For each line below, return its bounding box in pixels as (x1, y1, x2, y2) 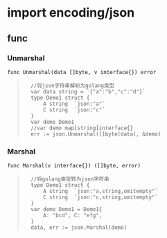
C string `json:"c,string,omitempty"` (42, 194, 158, 201)
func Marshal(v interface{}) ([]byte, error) (7, 163, 141, 170)
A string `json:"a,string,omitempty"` (42, 188, 158, 195)
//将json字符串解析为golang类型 (30, 82, 115, 89)
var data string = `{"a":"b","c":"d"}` (30, 88, 146, 95)
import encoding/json (7, 5, 135, 21)
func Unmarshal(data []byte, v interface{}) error (7, 68, 157, 75)
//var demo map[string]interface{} (30, 125, 134, 131)
